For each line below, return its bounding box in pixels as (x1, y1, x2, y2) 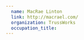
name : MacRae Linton (11, 8, 62, 15)
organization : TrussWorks (11, 19, 76, 25)
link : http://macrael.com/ (11, 14, 79, 20)
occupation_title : (11, 25, 58, 31)
